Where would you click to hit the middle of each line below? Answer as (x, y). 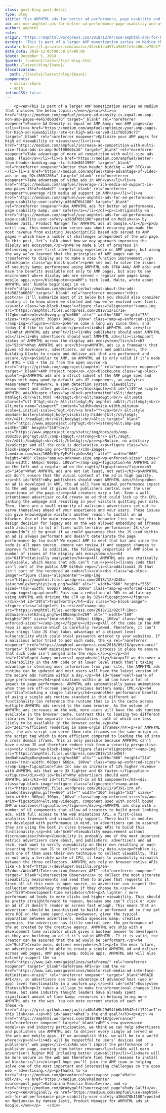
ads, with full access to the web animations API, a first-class (74, 815)
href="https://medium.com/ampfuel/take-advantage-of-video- (95, 172)
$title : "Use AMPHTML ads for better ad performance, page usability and (83, 19)
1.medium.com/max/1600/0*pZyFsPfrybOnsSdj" (51, 454)
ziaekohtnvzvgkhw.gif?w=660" (35, 793)
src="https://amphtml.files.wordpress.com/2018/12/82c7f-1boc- (72, 610)
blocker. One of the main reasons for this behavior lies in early (76, 519)
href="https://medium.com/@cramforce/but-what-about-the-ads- (70, 289)
